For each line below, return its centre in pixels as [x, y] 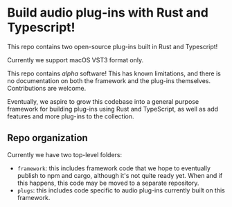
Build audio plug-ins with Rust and [108, 13]
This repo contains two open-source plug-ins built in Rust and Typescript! [113, 46]
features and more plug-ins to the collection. [71, 116]
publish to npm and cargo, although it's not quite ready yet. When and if [120, 175]
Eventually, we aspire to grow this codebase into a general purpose [103, 101]
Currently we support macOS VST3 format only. [75, 60]
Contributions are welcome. [47, 88]
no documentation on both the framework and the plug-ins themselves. [109, 80]
